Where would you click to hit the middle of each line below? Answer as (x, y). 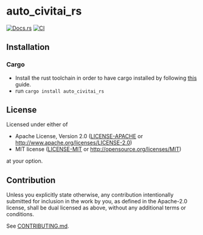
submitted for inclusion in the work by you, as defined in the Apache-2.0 (97, 202)
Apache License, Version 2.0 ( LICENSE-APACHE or (79, 136)
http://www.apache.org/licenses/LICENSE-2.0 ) (74, 143)
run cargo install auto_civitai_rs (60, 91)
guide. (23, 84)
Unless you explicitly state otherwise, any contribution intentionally (90, 195)
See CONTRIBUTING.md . (38, 226)
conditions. (20, 214)
